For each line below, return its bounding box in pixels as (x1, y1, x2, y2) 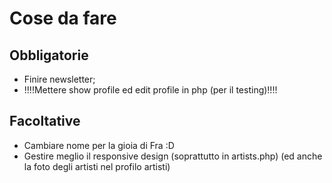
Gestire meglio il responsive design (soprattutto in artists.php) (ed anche (23, 150, 323, 162)
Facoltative (9, 113, 81, 130)
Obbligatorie (9, 47, 89, 64)
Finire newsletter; (23, 73, 96, 85)
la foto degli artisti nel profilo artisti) (23, 160, 171, 172)
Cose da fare (9, 7, 117, 30)
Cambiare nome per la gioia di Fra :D (23, 139, 175, 151)
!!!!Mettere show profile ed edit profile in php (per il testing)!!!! (23, 84, 278, 96)
